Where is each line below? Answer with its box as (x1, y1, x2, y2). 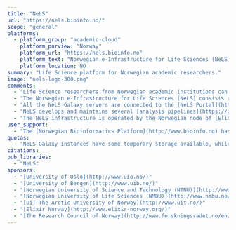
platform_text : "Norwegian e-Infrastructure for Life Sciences (20, 56, 209, 63)
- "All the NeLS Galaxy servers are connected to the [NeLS (13, 102, 193, 109)
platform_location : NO (20, 62, 86, 69)
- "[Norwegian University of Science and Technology (13, 187, 171, 194)
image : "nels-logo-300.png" (7, 75, 90, 83)
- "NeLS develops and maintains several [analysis (13, 108, 165, 115)
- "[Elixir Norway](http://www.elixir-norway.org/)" (13, 206, 171, 213)
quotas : (7, 134, 30, 141)
